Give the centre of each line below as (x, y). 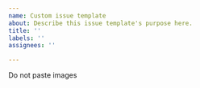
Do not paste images (43, 75)
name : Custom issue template (57, 16)
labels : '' (27, 38)
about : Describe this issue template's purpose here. (101, 23)
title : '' (25, 30)
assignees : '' (32, 46)
